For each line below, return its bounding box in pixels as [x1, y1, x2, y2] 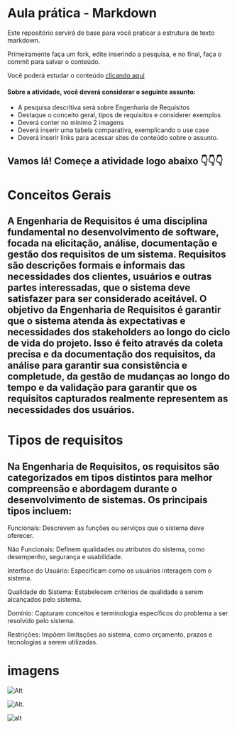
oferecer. [7, 531, 34, 540]
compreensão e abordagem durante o [7, 482, 177, 495]
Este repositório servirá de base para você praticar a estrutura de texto [7, 28, 215, 37]
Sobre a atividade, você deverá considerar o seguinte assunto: [7, 87, 197, 96]
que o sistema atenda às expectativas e [7, 315, 186, 328]
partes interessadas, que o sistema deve [7, 282, 191, 294]
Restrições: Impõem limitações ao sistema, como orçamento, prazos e [7, 630, 213, 639]
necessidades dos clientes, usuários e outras [7, 271, 212, 283]
